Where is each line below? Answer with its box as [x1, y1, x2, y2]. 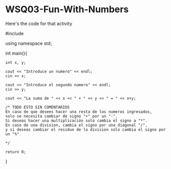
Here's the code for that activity [5, 20, 73, 27]
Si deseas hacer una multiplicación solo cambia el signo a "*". [5, 118, 147, 123]
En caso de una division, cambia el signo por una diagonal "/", [5, 123, 147, 128]
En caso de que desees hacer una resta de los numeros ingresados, [5, 109, 153, 114]
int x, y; [5, 60, 27, 65]
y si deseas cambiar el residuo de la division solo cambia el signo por [5, 127, 166, 132]
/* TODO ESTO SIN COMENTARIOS [5, 105, 70, 110]
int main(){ [5, 50, 28, 56]
